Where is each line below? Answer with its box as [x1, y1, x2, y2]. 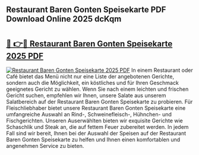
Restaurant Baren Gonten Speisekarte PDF [6, 5, 166, 15]
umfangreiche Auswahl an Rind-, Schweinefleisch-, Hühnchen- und [6, 111, 172, 118]
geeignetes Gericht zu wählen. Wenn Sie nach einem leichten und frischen [6, 86, 189, 93]
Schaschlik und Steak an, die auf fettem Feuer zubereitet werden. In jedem [6, 124, 189, 130]
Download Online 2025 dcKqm [6, 14, 122, 24]
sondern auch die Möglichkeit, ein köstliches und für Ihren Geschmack [6, 80, 179, 86]
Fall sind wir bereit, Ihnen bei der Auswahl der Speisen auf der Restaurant [6, 130, 187, 137]
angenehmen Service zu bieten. [6, 143, 84, 149]
